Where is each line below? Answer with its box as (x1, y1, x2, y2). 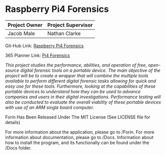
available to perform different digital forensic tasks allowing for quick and (5, 78, 157, 84)
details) (5, 119, 21, 125)
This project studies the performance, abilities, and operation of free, (5, 62, 147, 68)
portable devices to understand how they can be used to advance (5, 88, 141, 94)
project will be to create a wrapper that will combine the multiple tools (5, 72, 149, 78)
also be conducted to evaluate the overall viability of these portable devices (5, 99, 162, 105)
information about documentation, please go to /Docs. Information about (5, 134, 154, 140)
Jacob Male (7, 30, 35, 37)
